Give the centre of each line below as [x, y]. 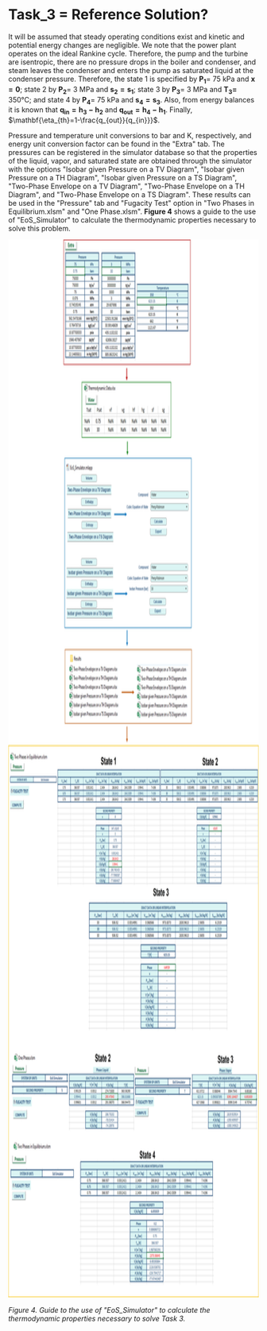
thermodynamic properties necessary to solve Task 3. [97, 1319]
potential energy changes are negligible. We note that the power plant [122, 44]
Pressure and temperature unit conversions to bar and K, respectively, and [130, 136]
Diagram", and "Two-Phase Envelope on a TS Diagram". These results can [130, 195]
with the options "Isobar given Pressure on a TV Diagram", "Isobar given [126, 169]
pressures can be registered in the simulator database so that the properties [133, 153]
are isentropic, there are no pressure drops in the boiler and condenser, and [132, 62]
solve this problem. [39, 229]
